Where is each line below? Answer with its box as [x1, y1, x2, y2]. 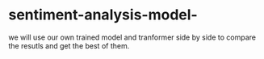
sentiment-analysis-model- [8, 6, 198, 24]
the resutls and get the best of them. [8, 40, 130, 50]
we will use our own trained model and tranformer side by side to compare [8, 32, 257, 42]
